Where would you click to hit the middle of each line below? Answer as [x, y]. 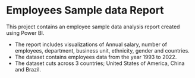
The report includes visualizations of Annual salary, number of [91, 44]
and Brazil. [28, 69]
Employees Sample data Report [85, 10]
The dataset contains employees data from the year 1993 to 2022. [96, 57]
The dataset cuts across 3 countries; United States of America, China [100, 63]
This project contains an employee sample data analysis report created [93, 27]
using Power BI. [25, 32]
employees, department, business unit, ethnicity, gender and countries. [102, 50]
